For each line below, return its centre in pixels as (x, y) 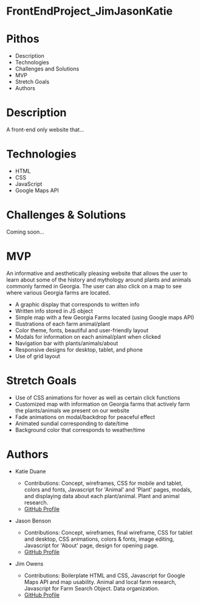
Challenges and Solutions (47, 69)
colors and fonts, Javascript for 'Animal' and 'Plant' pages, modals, (108, 489)
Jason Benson (33, 521)
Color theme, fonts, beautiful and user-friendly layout (82, 330)
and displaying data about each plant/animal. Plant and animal (102, 496)
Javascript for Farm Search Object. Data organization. (92, 588)
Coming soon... (25, 232)
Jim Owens (29, 563)
